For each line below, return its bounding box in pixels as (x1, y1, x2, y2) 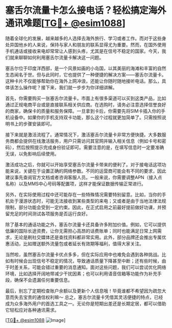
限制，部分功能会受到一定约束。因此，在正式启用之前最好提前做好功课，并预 (5, 204, 166, 210)
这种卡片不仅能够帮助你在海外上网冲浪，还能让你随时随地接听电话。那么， (5, 78, 162, 84)
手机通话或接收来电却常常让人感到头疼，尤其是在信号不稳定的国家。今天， (5, 48, 162, 54)
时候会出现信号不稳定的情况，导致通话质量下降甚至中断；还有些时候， (14, 258, 162, 264)
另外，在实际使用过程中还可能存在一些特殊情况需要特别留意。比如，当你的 (5, 191, 162, 197)
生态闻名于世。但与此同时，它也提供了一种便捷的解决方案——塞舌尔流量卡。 (5, 71, 166, 78)
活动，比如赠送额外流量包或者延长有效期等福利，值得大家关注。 (9, 240, 144, 246)
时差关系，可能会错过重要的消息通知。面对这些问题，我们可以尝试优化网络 (9, 264, 166, 270)
